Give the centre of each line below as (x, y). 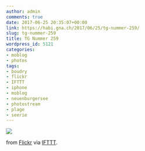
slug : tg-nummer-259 (31, 33)
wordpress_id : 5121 (30, 44)
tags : (13, 66)
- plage (15, 109)
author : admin (23, 11)
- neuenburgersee (27, 98)
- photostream (23, 104)
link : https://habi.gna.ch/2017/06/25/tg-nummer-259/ (73, 28)
